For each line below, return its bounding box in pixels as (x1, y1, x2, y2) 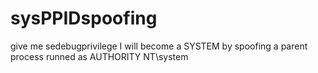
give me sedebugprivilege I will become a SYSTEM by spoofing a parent (10, 40, 308, 52)
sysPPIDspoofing (10, 7, 158, 30)
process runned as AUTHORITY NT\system (10, 50, 189, 62)
